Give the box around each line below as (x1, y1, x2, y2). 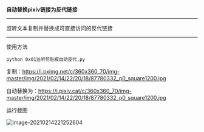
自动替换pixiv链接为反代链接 (6, 6, 78, 13)
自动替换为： (6, 88, 38, 94)
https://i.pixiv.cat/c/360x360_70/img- (38, 88, 132, 94)
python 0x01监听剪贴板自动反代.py (6, 57, 86, 63)
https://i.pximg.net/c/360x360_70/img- (22, 68, 120, 75)
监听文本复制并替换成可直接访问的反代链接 (6, 24, 113, 32)
